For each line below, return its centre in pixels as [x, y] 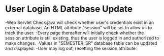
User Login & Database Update [69, 9]
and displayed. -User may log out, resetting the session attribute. [71, 48]
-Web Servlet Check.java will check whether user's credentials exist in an [80, 22]
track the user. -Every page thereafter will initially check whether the [75, 33]
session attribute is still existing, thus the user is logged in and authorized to [82, 38]
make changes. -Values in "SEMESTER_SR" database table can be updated [81, 43]
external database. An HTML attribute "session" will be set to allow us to [79, 27]
